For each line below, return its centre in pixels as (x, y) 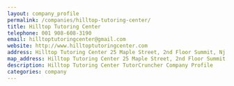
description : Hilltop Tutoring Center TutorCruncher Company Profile (110, 65)
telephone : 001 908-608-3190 (49, 33)
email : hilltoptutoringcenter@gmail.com (67, 40)
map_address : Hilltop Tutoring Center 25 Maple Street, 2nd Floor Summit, (118, 59)
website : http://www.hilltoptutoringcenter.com (78, 46)
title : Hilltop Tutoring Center (54, 26)
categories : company (37, 71)
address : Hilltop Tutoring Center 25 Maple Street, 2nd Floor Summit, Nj (117, 53)
